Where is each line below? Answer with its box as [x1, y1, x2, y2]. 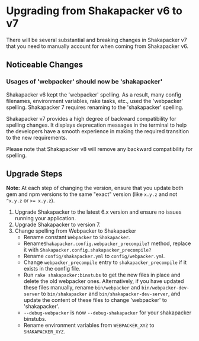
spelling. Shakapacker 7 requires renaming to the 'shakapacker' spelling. [6, 104, 184, 111]
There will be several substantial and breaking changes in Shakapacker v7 [6, 36, 188, 43]
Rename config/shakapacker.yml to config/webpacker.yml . [23, 253, 166, 260]
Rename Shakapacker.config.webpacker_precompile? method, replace [23, 240, 191, 247]
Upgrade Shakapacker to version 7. [14, 221, 101, 229]
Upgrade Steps [6, 169, 63, 179]
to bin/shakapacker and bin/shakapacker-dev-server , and [41, 290, 181, 297]
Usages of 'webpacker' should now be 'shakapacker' [6, 78, 163, 86]
